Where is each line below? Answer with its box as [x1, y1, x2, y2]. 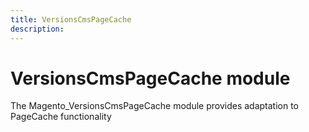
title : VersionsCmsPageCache [10, 14, 132, 25]
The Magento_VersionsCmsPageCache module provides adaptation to [10, 100, 300, 112]
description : [10, 24, 65, 34]
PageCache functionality [10, 111, 112, 123]
